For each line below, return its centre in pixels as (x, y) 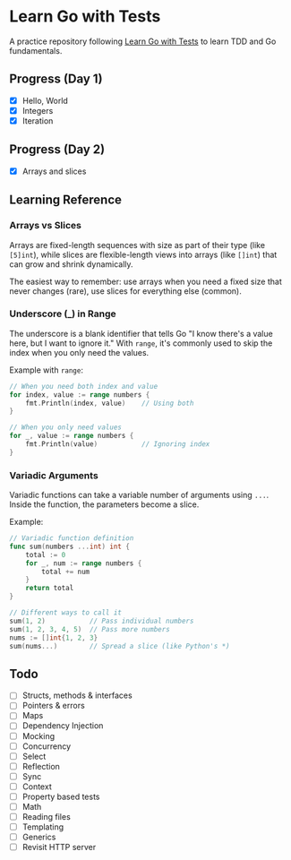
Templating (43, 827)
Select (34, 756)
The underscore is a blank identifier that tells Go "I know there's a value (141, 333)
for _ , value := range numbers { (72, 436)
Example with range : (46, 370)
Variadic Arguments (54, 475)
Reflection (41, 766)
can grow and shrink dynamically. (71, 264)
